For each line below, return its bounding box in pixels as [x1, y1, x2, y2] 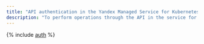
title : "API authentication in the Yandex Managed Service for [6, 8, 170, 15]
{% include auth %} [6, 31, 56, 38]
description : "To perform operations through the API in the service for [6, 14, 197, 20]
